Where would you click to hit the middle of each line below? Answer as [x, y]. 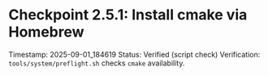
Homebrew [46, 32]
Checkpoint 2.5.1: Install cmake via [128, 15]
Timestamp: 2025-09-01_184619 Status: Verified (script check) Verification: [134, 54]
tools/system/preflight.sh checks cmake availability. [97, 63]
